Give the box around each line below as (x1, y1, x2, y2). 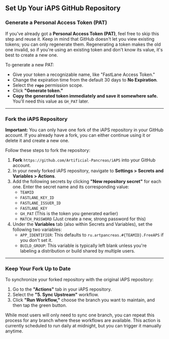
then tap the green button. (12, 302, 67, 308)
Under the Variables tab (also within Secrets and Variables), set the (12, 221, 152, 227)
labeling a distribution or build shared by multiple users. (20, 247, 135, 253)
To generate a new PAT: (5, 61, 54, 67)
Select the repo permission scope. (12, 82, 83, 88)
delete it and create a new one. (5, 137, 69, 143)
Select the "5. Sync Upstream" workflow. (12, 292, 99, 298)
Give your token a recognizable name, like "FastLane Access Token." (12, 71, 155, 77)
